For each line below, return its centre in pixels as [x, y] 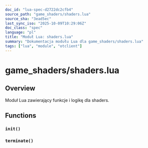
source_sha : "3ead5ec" [28, 19]
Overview [20, 88]
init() [13, 129]
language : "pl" [21, 32]
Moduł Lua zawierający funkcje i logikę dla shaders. [57, 100]
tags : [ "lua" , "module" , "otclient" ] [44, 46]
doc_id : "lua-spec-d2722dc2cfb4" [39, 10]
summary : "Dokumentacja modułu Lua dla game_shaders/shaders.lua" [74, 42]
